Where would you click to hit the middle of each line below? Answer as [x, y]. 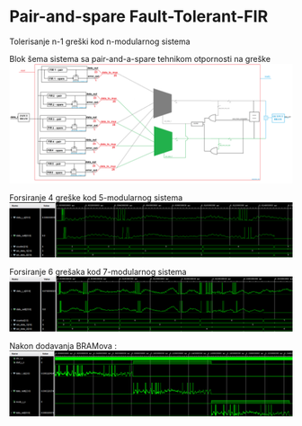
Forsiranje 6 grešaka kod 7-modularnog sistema [98, 272]
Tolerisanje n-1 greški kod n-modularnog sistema [100, 41]
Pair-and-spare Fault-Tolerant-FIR [139, 17]
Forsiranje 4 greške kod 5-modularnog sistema [96, 197]
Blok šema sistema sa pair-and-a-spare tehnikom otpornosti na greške [140, 58]
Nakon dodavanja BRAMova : [63, 346]
